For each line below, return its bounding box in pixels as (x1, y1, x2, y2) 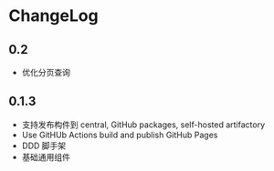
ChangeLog (8, 5, 99, 26)
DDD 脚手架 (21, 140, 67, 151)
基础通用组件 (21, 151, 70, 162)
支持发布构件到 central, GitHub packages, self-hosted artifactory (21, 119, 266, 130)
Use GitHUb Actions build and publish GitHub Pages (21, 129, 218, 140)
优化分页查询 (21, 67, 70, 77)
